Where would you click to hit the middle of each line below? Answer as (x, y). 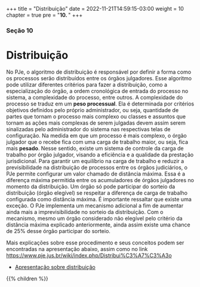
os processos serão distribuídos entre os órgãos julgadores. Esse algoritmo (99, 78)
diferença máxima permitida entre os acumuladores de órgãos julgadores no (100, 180)
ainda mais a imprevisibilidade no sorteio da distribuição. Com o (85, 212)
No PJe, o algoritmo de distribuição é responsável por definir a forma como (99, 72)
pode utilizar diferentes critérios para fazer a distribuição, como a (87, 84)
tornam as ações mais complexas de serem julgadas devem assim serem (96, 123)
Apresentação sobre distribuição (55, 267)
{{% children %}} (27, 279)
